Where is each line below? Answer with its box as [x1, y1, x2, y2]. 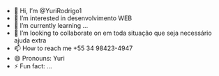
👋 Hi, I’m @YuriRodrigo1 [13, 7, 82, 15]
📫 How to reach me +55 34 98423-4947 [13, 44, 133, 52]
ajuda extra [13, 36, 47, 45]
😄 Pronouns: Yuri [13, 54, 65, 62]
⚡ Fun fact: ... [13, 62, 52, 70]
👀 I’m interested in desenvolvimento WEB [13, 14, 133, 22]
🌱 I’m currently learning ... [13, 22, 89, 29]
